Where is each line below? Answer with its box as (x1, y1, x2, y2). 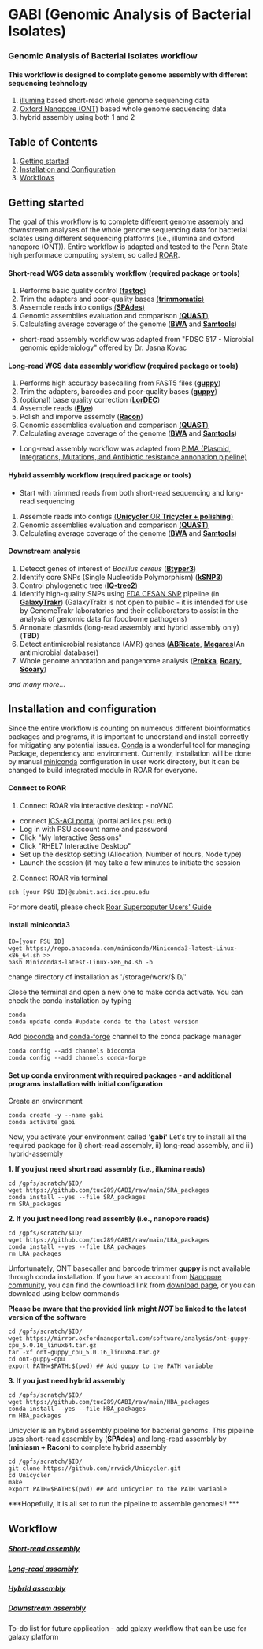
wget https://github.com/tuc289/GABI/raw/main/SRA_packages (8, 1187, 210, 1194)
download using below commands (8, 1289, 120, 1298)
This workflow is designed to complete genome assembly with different (8, 69, 248, 80)
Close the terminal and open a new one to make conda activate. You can (8, 987, 243, 997)
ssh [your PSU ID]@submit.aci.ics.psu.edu (8, 888, 150, 896)
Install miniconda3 (8, 920, 71, 930)
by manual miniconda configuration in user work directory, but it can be (8, 756, 240, 766)
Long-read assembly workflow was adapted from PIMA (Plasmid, (19, 444, 232, 454)
